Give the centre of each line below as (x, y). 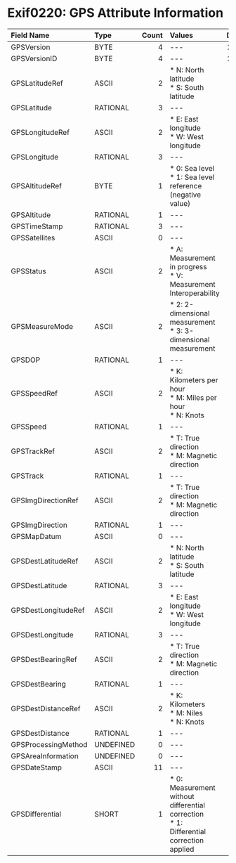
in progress (188, 266)
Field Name (30, 35)
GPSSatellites (33, 238)
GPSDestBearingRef (44, 659)
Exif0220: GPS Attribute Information (115, 13)
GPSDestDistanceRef (46, 708)
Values (181, 35)
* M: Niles (186, 713)
